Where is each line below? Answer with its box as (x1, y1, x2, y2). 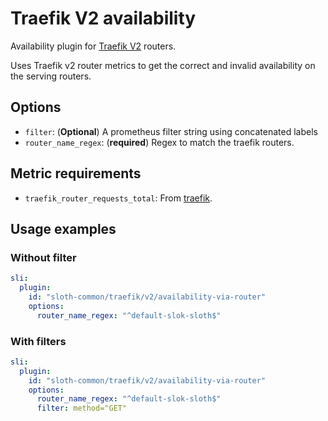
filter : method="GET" (36, 403, 128, 414)
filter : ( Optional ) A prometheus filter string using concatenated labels (24, 125, 318, 137)
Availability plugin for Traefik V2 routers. (10, 40, 177, 52)
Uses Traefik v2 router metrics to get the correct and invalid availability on (10, 59, 316, 71)
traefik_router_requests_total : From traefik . (24, 192, 213, 204)
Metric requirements (10, 165, 142, 182)
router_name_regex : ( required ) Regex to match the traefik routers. (24, 136, 295, 148)
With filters (10, 334, 67, 348)
